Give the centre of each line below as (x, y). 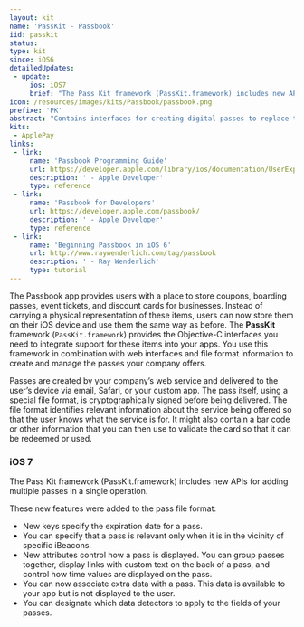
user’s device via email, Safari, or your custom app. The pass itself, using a (148, 390)
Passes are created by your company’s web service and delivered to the (144, 380)
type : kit (28, 52)
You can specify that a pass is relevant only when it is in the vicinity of (153, 536)
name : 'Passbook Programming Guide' (99, 161)
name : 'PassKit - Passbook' (62, 26)
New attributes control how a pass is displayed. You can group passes (153, 555)
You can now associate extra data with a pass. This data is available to (154, 584)
